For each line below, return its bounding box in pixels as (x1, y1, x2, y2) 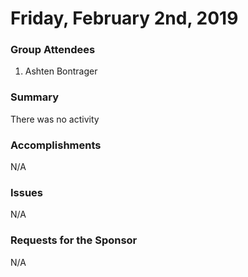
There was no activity (10, 113, 100, 125)
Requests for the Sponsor (10, 233, 138, 247)
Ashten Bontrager (24, 65, 98, 77)
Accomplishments (10, 138, 102, 152)
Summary (10, 90, 60, 104)
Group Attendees (10, 43, 96, 57)
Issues (10, 186, 44, 199)
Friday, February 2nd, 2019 (10, 7, 239, 30)
